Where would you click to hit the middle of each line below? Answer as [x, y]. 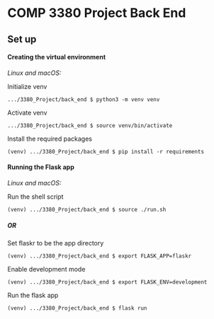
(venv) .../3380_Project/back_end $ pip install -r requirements [106, 151]
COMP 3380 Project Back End [97, 13]
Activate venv [27, 112]
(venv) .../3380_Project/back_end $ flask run [77, 308]
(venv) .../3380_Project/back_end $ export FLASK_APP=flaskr [100, 256]
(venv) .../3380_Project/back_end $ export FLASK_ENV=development [107, 282]
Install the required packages [50, 139]
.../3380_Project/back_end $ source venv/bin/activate [90, 125]
